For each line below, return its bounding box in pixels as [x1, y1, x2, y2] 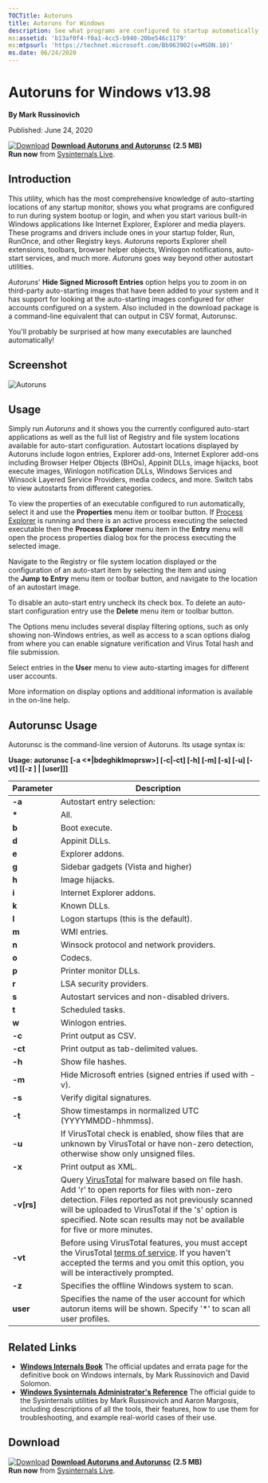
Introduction [8, 173, 72, 186]
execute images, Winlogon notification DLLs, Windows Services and [8, 466, 233, 476]
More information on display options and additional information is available [8, 687, 254, 697]
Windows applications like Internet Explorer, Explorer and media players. [8, 219, 246, 229]
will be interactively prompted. [60, 1267, 174, 1278]
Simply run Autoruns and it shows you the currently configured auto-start [8, 424, 250, 434]
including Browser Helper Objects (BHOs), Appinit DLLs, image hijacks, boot [8, 458, 258, 468]
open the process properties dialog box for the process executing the [8, 533, 237, 542]
